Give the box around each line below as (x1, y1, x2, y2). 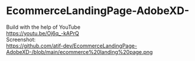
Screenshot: (6, 36, 36, 43)
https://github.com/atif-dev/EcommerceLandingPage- (6, 42, 138, 49)
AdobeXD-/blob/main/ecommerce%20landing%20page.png (6, 48, 153, 55)
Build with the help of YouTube (6, 23, 81, 30)
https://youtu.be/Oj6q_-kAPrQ (6, 29, 79, 36)
